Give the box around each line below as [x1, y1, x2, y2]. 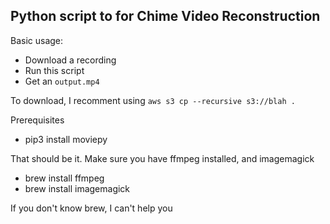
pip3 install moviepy [24, 133, 108, 145]
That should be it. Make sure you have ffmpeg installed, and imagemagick [10, 152, 315, 164]
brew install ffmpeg [24, 172, 105, 184]
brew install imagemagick [24, 182, 131, 194]
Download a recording [24, 54, 117, 66]
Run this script [24, 64, 85, 76]
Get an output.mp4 [24, 75, 100, 87]
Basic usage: [10, 34, 64, 46]
